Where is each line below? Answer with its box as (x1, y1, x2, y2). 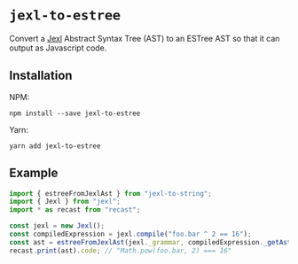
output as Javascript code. (9, 43, 107, 53)
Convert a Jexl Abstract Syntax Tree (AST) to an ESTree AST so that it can (9, 33, 280, 43)
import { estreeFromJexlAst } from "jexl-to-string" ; (9, 189, 213, 198)
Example (9, 166, 59, 181)
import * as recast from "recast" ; (9, 206, 141, 214)
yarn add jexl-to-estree (9, 141, 101, 151)
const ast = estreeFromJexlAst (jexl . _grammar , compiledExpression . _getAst (9, 237, 292, 246)
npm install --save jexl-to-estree (9, 109, 141, 118)
